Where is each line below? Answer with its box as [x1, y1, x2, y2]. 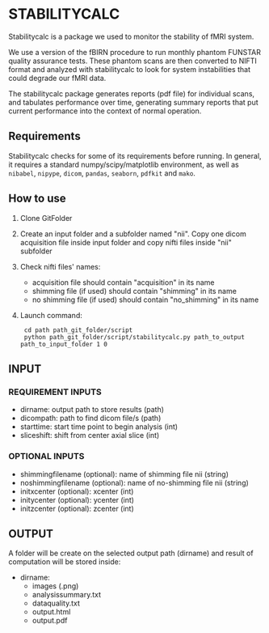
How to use [8, 192, 66, 206]
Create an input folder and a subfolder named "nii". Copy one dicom [19, 228, 246, 239]
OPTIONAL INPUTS [8, 451, 85, 462]
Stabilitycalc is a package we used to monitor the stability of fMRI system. [8, 32, 254, 41]
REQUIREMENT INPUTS [8, 386, 103, 397]
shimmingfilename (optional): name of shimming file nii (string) [19, 469, 229, 478]
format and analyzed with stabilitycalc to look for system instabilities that [8, 64, 250, 74]
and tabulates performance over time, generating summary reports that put [8, 97, 258, 107]
